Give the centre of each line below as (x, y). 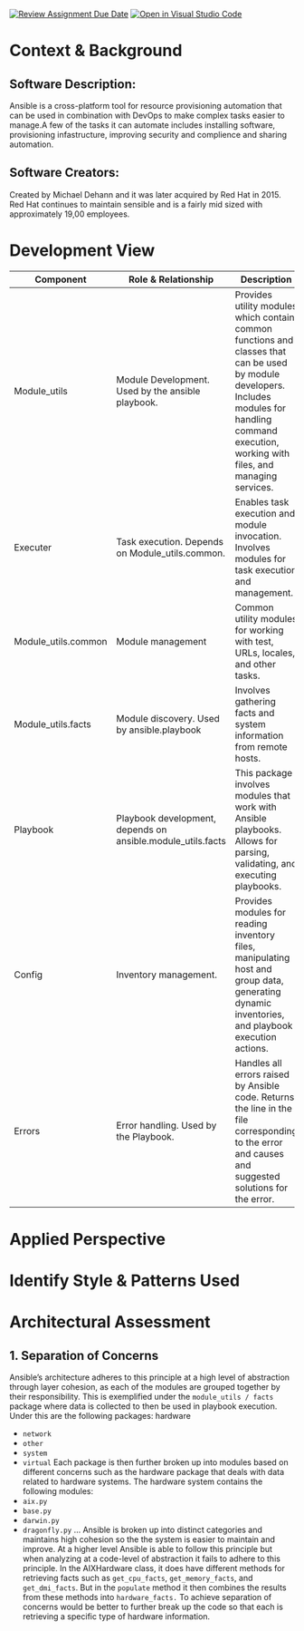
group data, (259, 980)
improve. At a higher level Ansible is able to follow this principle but (147, 1549)
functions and (264, 340)
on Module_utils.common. (171, 553)
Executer (33, 547)
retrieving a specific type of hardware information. (116, 1616)
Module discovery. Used (168, 718)
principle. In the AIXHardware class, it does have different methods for (153, 1568)
